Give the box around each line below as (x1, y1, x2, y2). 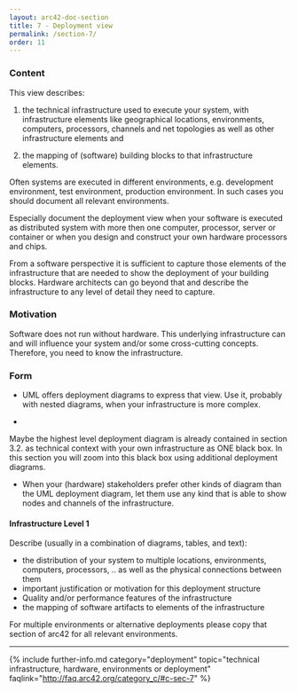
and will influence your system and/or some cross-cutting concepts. (9, 338, 259, 349)
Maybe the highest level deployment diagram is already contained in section (9, 434, 288, 444)
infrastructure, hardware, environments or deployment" (9, 664, 211, 674)
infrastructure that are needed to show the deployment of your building (9, 267, 269, 278)
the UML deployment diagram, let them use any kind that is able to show (21, 489, 286, 499)
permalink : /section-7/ (9, 29, 98, 38)
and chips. (9, 240, 48, 251)
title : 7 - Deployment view (9, 21, 114, 30)
